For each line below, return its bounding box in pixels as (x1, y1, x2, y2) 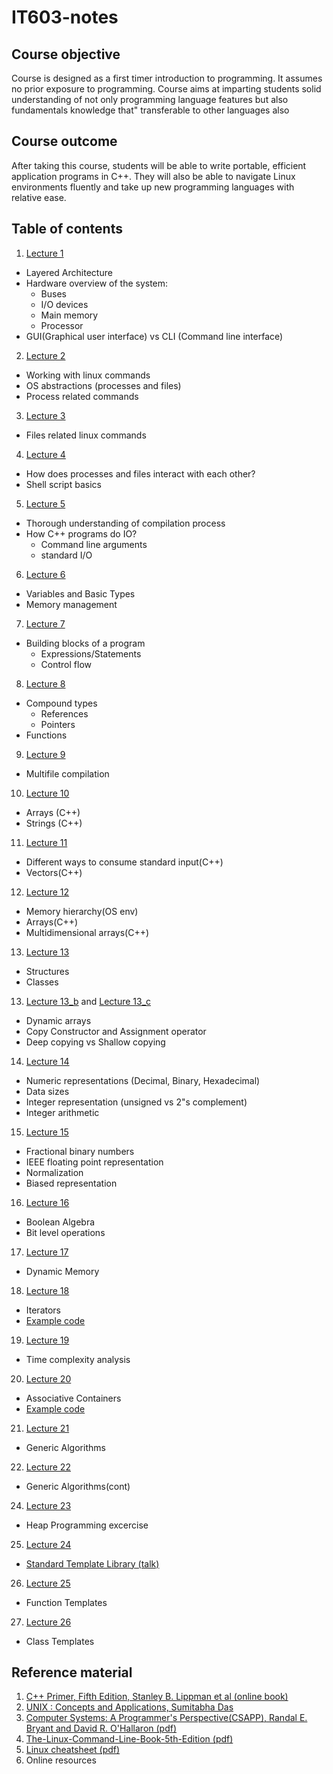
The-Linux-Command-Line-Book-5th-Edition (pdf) (25, 1733, 234, 1745)
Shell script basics (25, 478, 102, 490)
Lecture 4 (25, 448, 66, 460)
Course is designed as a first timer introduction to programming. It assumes (11, 72, 323, 84)
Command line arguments (40, 538, 148, 550)
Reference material (11, 1664, 133, 1681)
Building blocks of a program (25, 637, 146, 649)
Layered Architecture (25, 266, 113, 278)
